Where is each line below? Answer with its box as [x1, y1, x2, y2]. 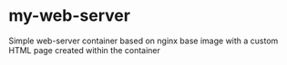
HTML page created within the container [8, 44, 161, 55]
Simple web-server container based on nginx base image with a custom [8, 35, 279, 46]
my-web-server [8, 5, 131, 26]
